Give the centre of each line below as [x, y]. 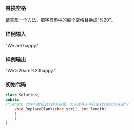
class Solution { [22, 95]
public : [13, 100]
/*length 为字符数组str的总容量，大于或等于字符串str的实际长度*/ [67, 104]
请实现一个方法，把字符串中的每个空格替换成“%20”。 [60, 20]
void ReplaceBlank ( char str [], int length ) [60, 109]
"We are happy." [22, 45]
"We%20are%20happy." [31, 70]
